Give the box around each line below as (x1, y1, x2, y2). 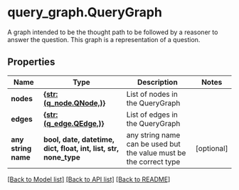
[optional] (195, 143, 228, 153)
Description (137, 77, 178, 87)
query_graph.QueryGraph (7, 4, 162, 21)
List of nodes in (126, 89, 178, 99)
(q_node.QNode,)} (43, 97, 106, 107)
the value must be (126, 147, 186, 157)
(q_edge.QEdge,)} (43, 118, 105, 128)
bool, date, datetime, (43, 134, 115, 144)
